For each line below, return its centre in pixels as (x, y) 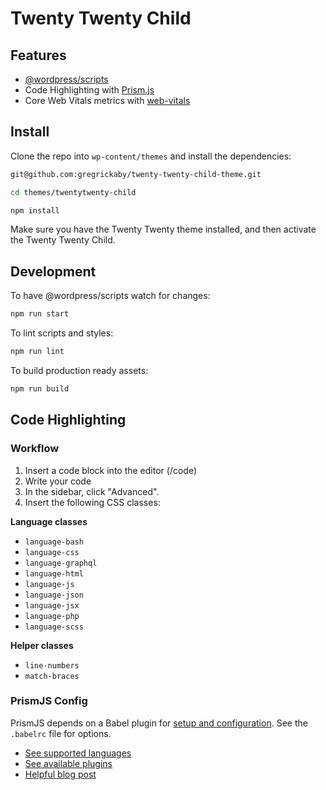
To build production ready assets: (79, 370)
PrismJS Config (49, 701)
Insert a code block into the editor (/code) (111, 470)
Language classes (49, 521)
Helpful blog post (60, 774)
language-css (52, 552)
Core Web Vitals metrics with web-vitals (107, 100)
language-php (52, 616)
